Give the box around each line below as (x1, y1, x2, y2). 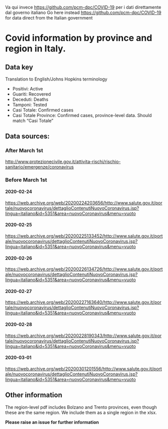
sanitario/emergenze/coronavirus (5, 163, 74, 169)
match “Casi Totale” (12, 117, 53, 123)
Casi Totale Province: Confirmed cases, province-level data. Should (12, 112, 152, 118)
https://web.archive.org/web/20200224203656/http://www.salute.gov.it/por (5, 199, 162, 205)
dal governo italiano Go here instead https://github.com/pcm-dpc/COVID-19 (5, 9, 161, 15)
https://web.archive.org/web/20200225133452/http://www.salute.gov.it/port (5, 233, 163, 239)
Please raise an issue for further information (5, 419, 99, 425)
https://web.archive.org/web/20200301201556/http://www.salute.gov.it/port (5, 365, 162, 371)
